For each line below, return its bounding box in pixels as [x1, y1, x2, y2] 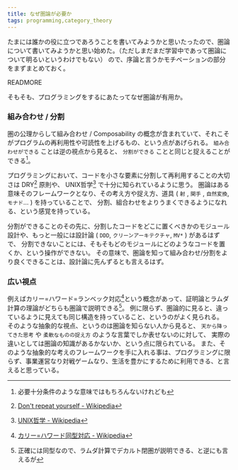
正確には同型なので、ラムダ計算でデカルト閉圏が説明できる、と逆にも [17, 446, 222, 454]
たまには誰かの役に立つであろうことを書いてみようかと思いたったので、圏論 [7, 37, 230, 46]
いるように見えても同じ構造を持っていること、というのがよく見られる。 [13, 312, 223, 321]
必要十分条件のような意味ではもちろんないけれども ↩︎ [17, 387, 174, 396]
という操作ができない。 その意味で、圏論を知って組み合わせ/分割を [25, 248, 222, 257]
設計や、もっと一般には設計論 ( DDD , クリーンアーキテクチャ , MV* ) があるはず [7, 231, 220, 239]
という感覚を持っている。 [19, 207, 94, 216]
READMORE [7, 78, 42, 86]
